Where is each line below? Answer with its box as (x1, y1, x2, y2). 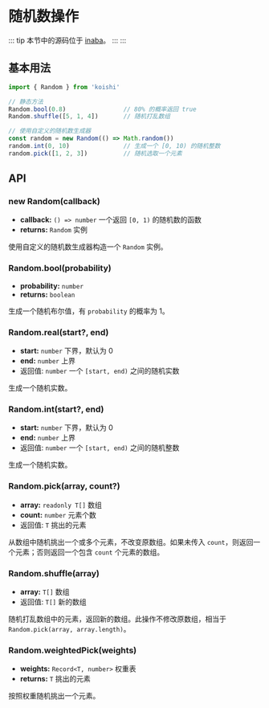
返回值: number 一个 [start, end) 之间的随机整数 (19, 443, 180, 452)
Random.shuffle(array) (8, 567, 100, 579)
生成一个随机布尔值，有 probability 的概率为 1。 (8, 306, 170, 316)
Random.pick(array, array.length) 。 (8, 624, 131, 633)
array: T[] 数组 (19, 587, 70, 596)
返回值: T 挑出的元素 (19, 520, 87, 530)
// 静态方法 (8, 97, 44, 105)
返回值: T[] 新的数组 (19, 596, 87, 607)
